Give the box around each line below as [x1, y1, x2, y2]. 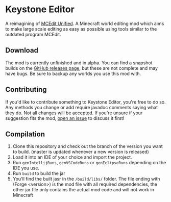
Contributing [5, 85, 47, 94]
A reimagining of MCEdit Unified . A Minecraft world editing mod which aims [5, 20, 164, 27]
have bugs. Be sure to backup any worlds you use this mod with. [5, 70, 141, 77]
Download [5, 46, 38, 55]
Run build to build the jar [12, 170, 65, 176]
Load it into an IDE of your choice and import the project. [12, 154, 132, 160]
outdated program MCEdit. [5, 31, 61, 37]
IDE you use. [12, 165, 40, 171]
